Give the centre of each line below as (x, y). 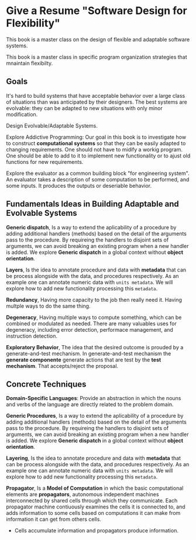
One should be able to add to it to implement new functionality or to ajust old (98, 156)
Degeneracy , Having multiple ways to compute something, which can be (94, 317)
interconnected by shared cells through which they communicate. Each (92, 501)
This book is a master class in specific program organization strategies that (97, 57)
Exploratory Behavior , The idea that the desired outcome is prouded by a (95, 347)
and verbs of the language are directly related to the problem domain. (90, 404)
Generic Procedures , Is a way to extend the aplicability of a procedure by (95, 416)
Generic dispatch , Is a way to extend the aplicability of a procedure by (91, 227)
